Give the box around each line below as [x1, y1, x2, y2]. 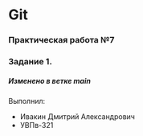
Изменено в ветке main [8, 76, 91, 85]
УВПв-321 [19, 121, 54, 130]
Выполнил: [8, 97, 46, 105]
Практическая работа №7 [8, 35, 115, 46]
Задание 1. [8, 56, 52, 68]
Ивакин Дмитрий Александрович [19, 112, 135, 122]
